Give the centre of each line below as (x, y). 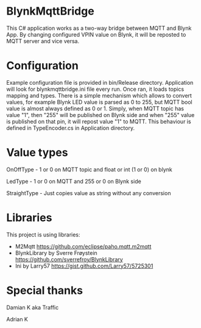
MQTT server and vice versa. (43, 41)
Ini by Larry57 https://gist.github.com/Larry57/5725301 (84, 266)
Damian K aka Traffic (33, 307)
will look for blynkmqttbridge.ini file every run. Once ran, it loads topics (95, 89)
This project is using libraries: (43, 234)
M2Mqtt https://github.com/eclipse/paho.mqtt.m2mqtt (83, 246)
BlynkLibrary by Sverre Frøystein (56, 253)
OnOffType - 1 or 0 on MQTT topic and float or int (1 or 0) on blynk (89, 169)
